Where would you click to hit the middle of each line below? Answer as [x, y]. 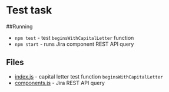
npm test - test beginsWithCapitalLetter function [74, 38]
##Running [19, 26]
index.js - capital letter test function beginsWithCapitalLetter [89, 76]
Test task [29, 10]
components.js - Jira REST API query [59, 83]
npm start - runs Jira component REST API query [74, 44]
